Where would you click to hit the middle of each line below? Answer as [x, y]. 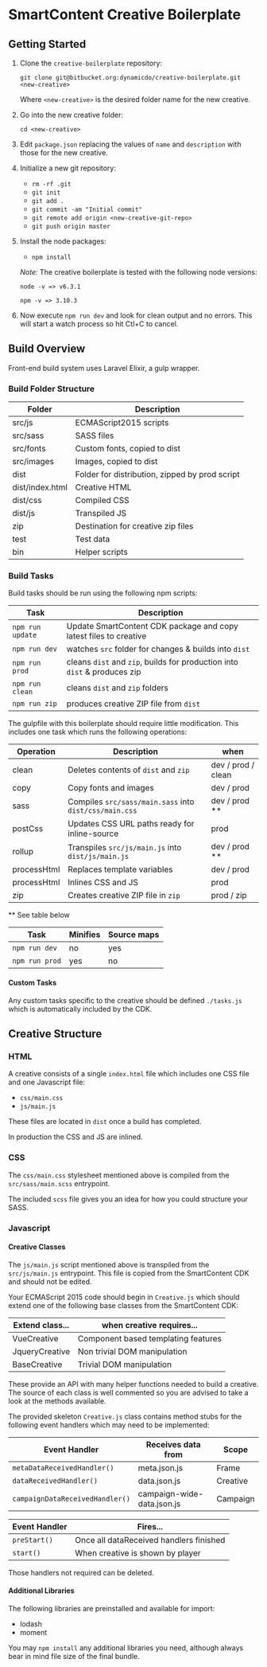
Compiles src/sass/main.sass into [131, 802]
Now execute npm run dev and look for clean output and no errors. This [136, 315]
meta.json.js [161, 1468]
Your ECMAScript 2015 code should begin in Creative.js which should [124, 1297]
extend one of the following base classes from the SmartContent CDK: [123, 1305]
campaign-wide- [171, 1493]
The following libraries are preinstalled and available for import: [112, 1608]
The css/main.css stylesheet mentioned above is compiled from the [119, 1175]
